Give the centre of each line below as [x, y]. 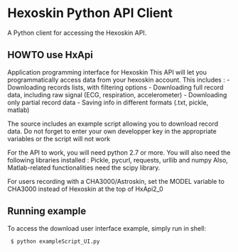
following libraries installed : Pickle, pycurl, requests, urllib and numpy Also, [118, 160]
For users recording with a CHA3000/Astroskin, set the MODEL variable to [116, 181]
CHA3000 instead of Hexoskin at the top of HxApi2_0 [85, 189]
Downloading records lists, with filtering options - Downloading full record [115, 87]
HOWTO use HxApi [50, 55]
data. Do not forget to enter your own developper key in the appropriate [112, 131]
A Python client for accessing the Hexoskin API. [77, 33]
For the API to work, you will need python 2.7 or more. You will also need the [119, 152]
